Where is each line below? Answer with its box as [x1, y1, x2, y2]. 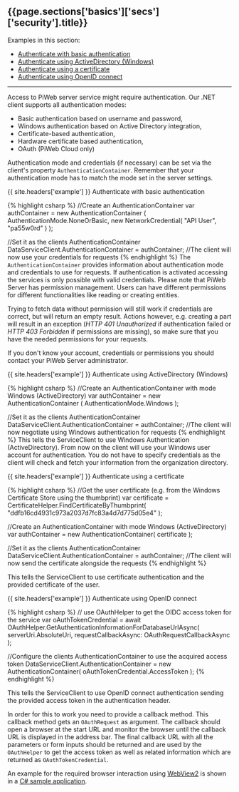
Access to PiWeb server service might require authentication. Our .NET [7, 93, 216, 101]
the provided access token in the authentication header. [7, 696, 171, 704]
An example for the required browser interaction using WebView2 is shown [7, 769, 227, 778]
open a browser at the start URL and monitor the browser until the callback [7, 725, 226, 734]
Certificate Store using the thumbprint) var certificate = [7, 493, 169, 502]
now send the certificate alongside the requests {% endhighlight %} [7, 559, 207, 567]
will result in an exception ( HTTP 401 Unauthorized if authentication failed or [7, 319, 231, 328]
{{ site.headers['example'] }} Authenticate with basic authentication [7, 187, 205, 195]
